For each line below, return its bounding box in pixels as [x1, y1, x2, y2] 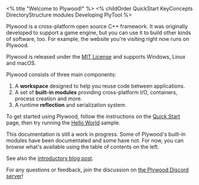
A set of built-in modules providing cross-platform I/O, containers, [14, 89, 178, 95]
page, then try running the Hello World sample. [6, 119, 120, 126]
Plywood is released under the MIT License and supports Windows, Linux [6, 53, 185, 60]
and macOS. [6, 59, 37, 66]
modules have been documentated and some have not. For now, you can [6, 137, 184, 144]
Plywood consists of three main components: [6, 71, 117, 78]
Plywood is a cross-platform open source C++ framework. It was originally [6, 23, 188, 30]
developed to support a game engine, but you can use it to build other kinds [6, 29, 191, 36]
